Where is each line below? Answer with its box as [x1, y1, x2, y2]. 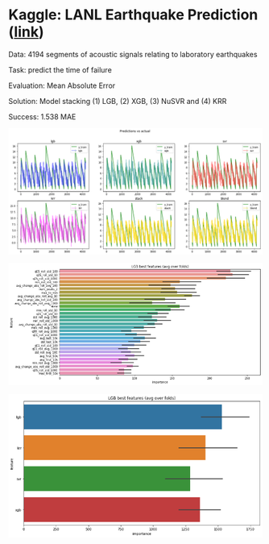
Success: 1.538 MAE [8, 111, 77, 122]
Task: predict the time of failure [8, 64, 113, 74]
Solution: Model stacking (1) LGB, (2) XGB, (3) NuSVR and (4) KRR [8, 96, 227, 106]
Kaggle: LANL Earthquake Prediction [8, 6, 259, 24]
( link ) [8, 23, 44, 41]
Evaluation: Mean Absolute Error [8, 81, 116, 90]
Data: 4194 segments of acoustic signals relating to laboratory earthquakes [8, 49, 258, 59]
